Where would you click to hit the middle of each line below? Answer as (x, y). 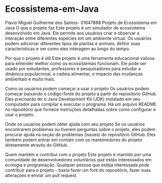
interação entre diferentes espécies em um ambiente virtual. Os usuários (78, 38)
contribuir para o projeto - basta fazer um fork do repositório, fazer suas (78, 170)
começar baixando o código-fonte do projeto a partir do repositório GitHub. (81, 94)
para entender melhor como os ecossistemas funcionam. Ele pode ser (76, 63)
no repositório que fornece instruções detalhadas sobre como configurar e (81, 109)
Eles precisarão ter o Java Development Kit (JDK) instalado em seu (73, 99)
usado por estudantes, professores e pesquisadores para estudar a (73, 68)
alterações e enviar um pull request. (41, 175)
